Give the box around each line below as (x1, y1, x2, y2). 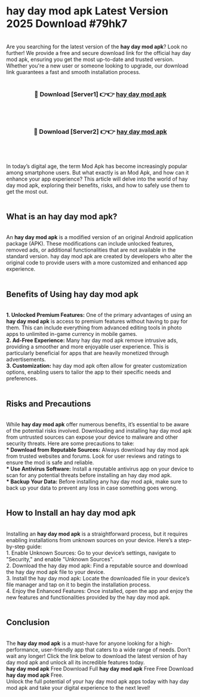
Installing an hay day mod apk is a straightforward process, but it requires (6, 530, 188, 537)
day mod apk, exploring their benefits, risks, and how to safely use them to (6, 181, 190, 189)
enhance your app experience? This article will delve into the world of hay (6, 175, 188, 182)
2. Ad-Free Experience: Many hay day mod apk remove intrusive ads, (6, 337, 178, 344)
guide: (26, 543, 42, 550)
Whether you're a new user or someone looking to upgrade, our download (6, 62, 189, 69)
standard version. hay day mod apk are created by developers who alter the (6, 253, 193, 260)
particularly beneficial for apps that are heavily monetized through (6, 350, 169, 357)
